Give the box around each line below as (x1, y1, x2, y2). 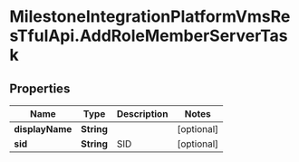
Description (116, 108, 169, 119)
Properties (9, 81, 71, 96)
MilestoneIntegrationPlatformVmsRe (9, 6, 291, 27)
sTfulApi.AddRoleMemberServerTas (9, 25, 288, 46)
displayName (14, 123, 72, 135)
